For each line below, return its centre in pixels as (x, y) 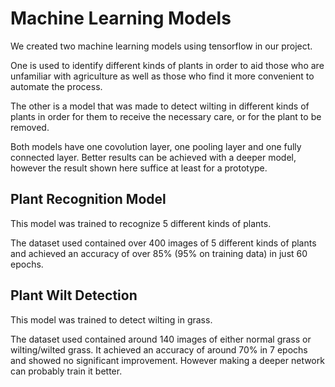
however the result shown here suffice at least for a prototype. (139, 168)
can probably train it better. (66, 371)
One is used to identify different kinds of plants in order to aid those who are (167, 65)
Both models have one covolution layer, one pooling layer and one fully (156, 146)
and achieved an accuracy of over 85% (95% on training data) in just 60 (159, 253)
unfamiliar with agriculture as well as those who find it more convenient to (162, 76)
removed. (30, 127)
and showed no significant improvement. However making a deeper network (167, 360)
